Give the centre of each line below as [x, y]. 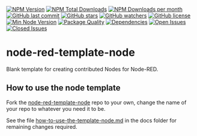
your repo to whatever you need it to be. [56, 108]
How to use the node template [64, 88]
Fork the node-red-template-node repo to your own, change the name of [96, 102]
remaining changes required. [42, 126]
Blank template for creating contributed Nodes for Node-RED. [82, 69]
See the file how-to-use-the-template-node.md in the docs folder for [92, 120]
